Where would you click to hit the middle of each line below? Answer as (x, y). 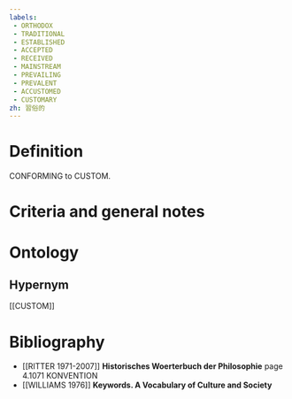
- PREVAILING (37, 75)
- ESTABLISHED (39, 42)
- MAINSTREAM (37, 67)
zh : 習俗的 (27, 108)
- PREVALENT (35, 83)
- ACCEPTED (33, 50)
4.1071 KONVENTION (60, 376)
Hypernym (39, 284)
